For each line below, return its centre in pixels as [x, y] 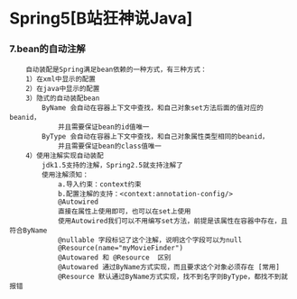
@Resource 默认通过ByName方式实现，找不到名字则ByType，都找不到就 [173, 277]
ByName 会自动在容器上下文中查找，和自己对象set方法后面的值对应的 [153, 108]
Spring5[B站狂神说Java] [101, 18]
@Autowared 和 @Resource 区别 [114, 258]
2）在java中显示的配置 [63, 89]
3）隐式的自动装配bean [63, 99]
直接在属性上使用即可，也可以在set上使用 [124, 212]
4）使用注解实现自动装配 [65, 156]
